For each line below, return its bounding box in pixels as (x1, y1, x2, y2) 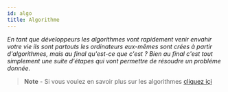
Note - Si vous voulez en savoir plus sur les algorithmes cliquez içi (23, 77, 212, 85)
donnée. (7, 64, 31, 72)
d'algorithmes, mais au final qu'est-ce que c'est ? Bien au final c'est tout (7, 49, 213, 58)
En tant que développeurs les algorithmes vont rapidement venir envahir (7, 35, 212, 43)
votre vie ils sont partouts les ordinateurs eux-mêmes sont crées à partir (7, 42, 213, 50)
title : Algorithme (7, 16, 60, 23)
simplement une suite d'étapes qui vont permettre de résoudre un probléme (7, 57, 221, 65)
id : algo (7, 10, 32, 17)
